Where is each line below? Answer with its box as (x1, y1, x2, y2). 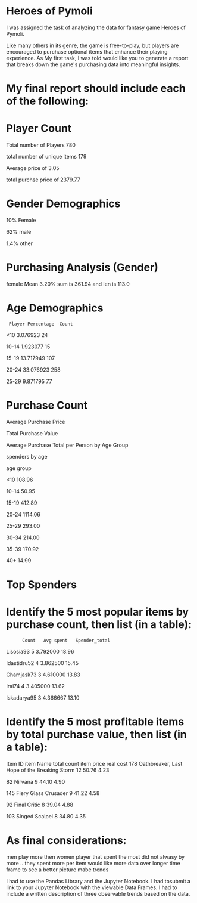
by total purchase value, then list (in (6, 728, 187, 741)
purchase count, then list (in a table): (6, 618, 192, 632)
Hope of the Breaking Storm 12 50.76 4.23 (6, 766, 110, 774)
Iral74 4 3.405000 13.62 (6, 682, 65, 689)
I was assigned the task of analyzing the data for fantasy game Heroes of (6, 24, 186, 31)
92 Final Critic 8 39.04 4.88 (6, 801, 73, 808)
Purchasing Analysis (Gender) (6, 261, 159, 274)
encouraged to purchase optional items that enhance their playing (6, 48, 168, 55)
